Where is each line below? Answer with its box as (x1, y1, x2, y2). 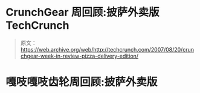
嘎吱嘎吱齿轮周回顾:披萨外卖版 (5, 76, 158, 89)
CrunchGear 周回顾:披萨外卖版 (5, 5, 160, 19)
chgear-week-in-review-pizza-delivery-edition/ (20, 52, 139, 59)
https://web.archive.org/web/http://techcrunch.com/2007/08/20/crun (20, 46, 195, 53)
